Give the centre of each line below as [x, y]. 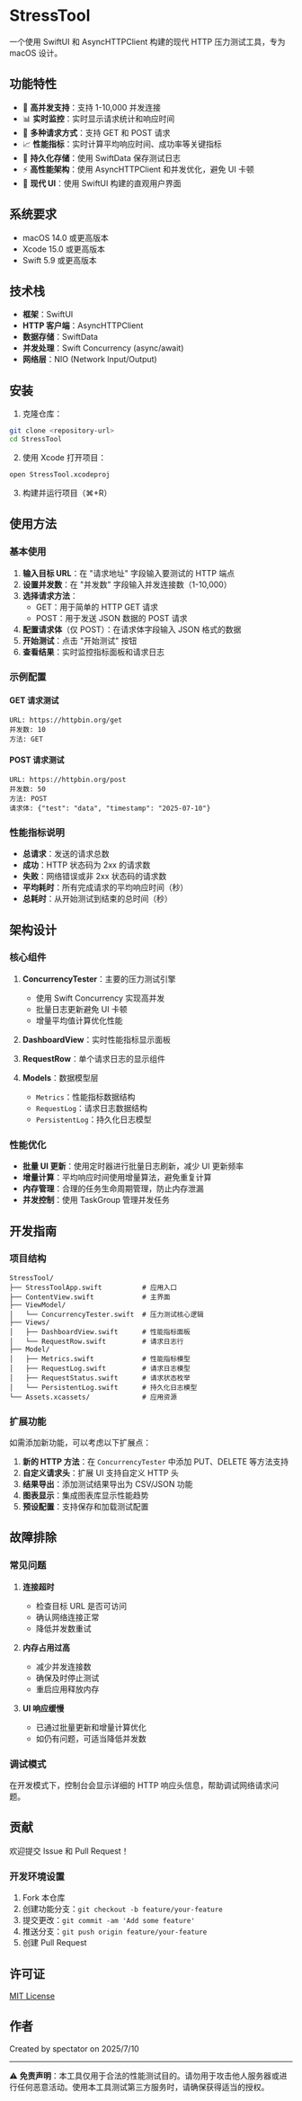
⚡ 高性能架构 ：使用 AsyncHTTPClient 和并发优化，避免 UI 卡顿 [138, 169]
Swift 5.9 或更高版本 [59, 260]
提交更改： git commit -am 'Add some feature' [109, 1920]
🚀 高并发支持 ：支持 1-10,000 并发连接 [92, 107]
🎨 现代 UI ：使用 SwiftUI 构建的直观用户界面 [102, 183]
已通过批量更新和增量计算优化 [91, 1727]
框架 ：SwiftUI [48, 315]
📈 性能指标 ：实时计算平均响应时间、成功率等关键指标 [122, 144]
